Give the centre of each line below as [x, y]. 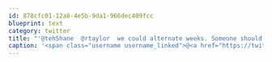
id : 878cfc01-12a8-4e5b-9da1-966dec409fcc [81, 16]
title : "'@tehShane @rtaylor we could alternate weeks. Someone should [136, 38]
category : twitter [39, 31]
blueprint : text [36, 23]
